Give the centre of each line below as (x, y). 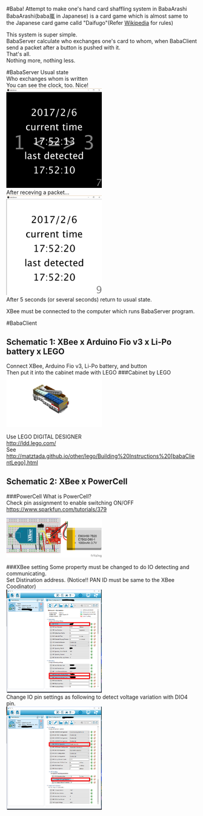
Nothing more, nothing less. (41, 61)
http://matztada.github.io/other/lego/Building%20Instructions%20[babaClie (101, 456)
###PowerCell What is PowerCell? (49, 496)
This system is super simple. (42, 35)
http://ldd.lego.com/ (31, 443)
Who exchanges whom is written (47, 79)
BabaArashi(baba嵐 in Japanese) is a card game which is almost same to (97, 16)
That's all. (18, 54)
